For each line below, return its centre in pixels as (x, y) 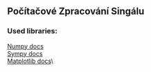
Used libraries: (32, 31)
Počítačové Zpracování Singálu (76, 11)
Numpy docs (25, 46)
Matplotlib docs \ (30, 61)
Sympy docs (25, 53)
